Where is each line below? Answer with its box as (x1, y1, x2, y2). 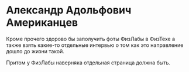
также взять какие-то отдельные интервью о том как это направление (6, 42, 184, 49)
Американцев (6, 16, 78, 29)
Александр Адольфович (6, 4, 132, 17)
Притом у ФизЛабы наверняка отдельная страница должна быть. (6, 59, 171, 66)
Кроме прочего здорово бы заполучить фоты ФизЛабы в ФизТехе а (6, 35, 176, 42)
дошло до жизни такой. (6, 47, 64, 54)
